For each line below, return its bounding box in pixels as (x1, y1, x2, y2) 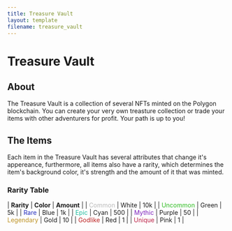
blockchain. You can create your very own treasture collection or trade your (7, 107, 225, 115)
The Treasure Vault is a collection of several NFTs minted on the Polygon (7, 99, 217, 108)
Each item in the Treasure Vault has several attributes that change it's (7, 153, 208, 161)
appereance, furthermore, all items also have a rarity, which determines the (7, 161, 224, 169)
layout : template (7, 17, 58, 24)
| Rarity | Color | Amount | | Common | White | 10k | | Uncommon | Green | (7, 201, 222, 209)
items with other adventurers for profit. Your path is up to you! (7, 114, 185, 123)
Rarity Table (7, 186, 50, 195)
